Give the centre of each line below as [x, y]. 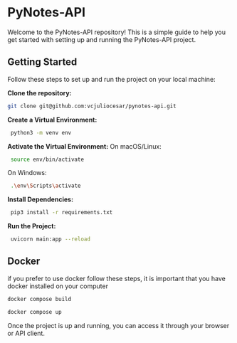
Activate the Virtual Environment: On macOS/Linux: [84, 146]
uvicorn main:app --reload [51, 239]
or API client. [26, 333]
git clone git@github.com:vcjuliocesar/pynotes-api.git [92, 106]
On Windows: [27, 173]
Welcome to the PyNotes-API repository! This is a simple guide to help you [117, 32]
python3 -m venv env [41, 132]
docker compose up [35, 312]
